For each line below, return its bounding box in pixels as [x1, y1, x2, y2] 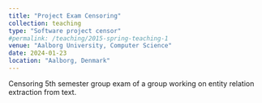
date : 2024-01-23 [8, 49, 67, 57]
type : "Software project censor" [8, 27, 122, 35]
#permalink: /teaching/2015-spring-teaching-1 [8, 34, 169, 43]
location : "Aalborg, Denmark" [8, 57, 111, 65]
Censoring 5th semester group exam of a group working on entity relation [8, 78, 255, 89]
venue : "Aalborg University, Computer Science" [8, 42, 173, 50]
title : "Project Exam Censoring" [8, 11, 122, 20]
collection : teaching [8, 19, 82, 27]
